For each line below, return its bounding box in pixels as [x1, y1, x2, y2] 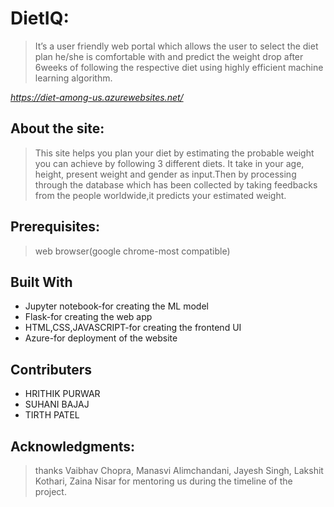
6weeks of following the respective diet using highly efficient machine [34, 61, 324, 73]
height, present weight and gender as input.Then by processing [34, 168, 297, 180]
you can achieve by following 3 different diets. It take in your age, [34, 157, 305, 169]
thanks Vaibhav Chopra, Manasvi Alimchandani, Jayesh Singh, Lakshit [34, 465, 324, 476]
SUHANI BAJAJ [24, 398, 90, 411]
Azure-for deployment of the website [24, 332, 178, 344]
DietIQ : [10, 7, 70, 30]
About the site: [10, 120, 105, 137]
